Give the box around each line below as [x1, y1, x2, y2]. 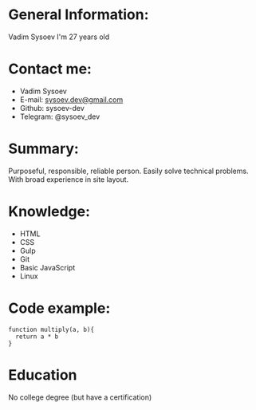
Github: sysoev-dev [19, 103, 85, 112]
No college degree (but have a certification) [8, 392, 152, 402]
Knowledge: [8, 203, 90, 220]
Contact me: [8, 60, 92, 78]
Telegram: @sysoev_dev [19, 112, 100, 121]
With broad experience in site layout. [8, 174, 129, 184]
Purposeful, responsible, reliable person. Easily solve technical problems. [8, 166, 249, 175]
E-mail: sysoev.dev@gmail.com [19, 94, 124, 104]
